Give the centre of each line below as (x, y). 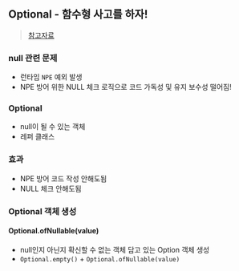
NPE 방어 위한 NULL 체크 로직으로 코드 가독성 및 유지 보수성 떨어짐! (126, 87)
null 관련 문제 (33, 58)
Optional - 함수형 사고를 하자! (78, 14)
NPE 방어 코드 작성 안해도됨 (63, 178)
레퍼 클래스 (37, 137)
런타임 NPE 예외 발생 (51, 77)
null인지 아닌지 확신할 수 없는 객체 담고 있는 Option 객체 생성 (115, 249)
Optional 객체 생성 (43, 211)
